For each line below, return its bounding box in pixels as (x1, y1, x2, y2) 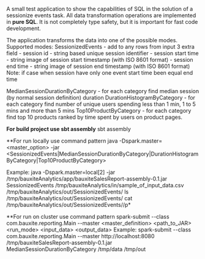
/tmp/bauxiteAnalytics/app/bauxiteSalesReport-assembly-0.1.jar (6, 175, 168, 182)
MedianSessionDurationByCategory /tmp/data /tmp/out (6, 246, 146, 253)
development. (6, 24, 41, 32)
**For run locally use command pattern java (6, 137, 118, 145)
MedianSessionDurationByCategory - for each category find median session (6, 88, 199, 94)
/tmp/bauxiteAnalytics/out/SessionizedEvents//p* (6, 201, 132, 208)
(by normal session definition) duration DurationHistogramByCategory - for (6, 94, 196, 101)
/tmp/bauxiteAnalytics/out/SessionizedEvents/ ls (6, 188, 129, 195)
